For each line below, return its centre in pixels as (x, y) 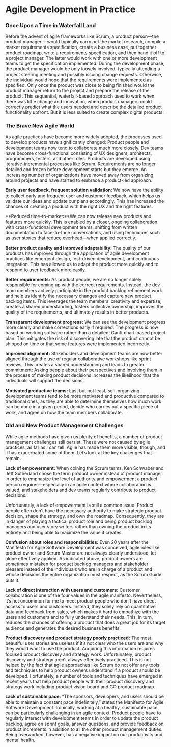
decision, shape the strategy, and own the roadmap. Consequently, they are (85, 516)
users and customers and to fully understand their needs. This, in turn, (79, 617)
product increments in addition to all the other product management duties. (84, 729)
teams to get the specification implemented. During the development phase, (85, 64)
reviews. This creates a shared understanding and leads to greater (75, 364)
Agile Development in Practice (70, 9)
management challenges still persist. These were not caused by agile (78, 442)
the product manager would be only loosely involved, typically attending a (83, 69)
